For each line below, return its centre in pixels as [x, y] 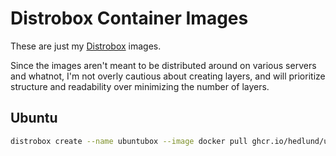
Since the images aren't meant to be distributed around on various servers [163, 65]
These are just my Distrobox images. [86, 46]
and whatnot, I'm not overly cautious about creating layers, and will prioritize [168, 76]
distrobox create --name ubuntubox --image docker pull [129, 141]
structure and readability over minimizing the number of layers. [140, 86]
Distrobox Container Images [129, 18]
